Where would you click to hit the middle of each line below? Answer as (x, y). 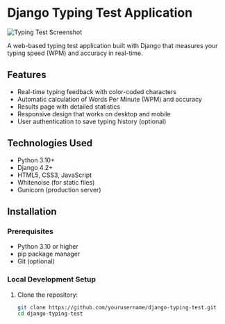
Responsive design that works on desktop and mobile (94, 114)
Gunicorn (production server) (59, 190)
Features (27, 75)
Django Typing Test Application (100, 13)
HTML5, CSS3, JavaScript (55, 175)
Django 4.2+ (35, 167)
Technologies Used (50, 143)
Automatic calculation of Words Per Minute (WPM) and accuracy (110, 99)
